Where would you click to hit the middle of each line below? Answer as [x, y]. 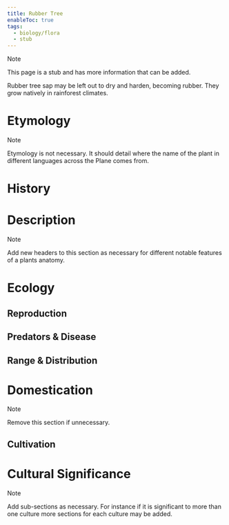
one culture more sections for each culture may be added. [90, 514]
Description [41, 220]
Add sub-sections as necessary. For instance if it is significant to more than [114, 506]
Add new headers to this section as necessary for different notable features [114, 253]
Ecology [31, 288]
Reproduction [37, 313]
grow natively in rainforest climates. [58, 93]
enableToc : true [30, 20]
